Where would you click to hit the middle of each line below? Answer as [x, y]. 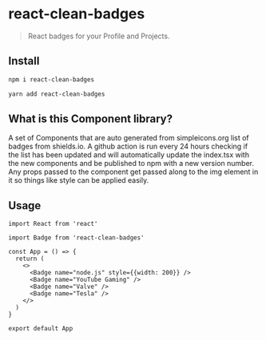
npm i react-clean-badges [51, 79]
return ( [30, 259]
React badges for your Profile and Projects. [99, 36]
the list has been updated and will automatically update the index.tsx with [129, 155]
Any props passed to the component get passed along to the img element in [133, 172]
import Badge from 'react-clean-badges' [77, 238]
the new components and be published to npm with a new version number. [131, 164]
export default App [41, 329]
